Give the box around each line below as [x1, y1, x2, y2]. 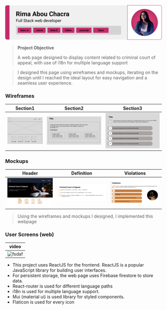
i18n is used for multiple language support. [12, 289, 100, 295]
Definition [71, 170, 92, 176]
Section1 [15, 105, 35, 111]
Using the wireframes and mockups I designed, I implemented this [17, 213, 153, 219]
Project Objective [17, 44, 55, 50]
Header [22, 170, 38, 176]
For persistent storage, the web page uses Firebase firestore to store [12, 273, 154, 279]
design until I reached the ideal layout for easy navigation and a [17, 74, 148, 80]
